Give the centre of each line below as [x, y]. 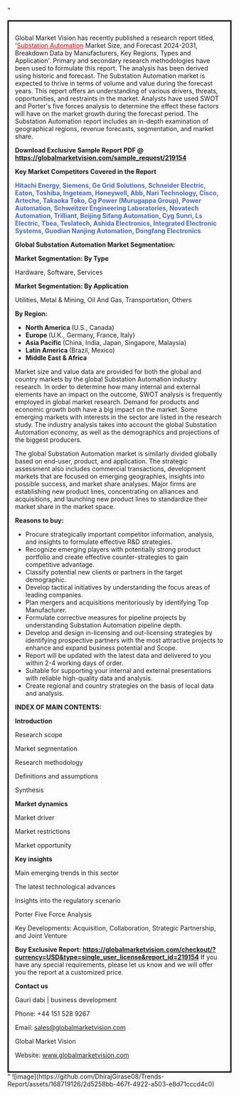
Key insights [34, 859]
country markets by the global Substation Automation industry [106, 379]
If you [209, 957]
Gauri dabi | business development [66, 1000]
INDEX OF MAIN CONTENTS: [58, 707]
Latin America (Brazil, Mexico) [70, 350]
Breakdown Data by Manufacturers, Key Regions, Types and [103, 53]
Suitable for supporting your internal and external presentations [118, 670]
